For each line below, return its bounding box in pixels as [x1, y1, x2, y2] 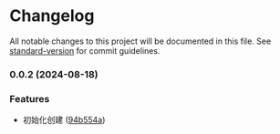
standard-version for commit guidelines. [9, 45, 161, 56]
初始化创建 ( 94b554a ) [22, 115, 106, 126]
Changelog [9, 5, 95, 26]
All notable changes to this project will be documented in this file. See [9, 36, 272, 46]
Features [9, 92, 50, 105]
